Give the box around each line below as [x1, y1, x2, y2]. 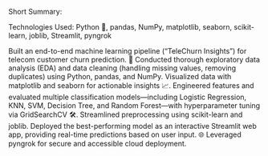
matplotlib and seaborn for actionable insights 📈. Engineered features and [8, 81, 254, 90]
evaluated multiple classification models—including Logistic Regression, [8, 92, 247, 102]
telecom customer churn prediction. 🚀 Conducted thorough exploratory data [8, 55, 261, 64]
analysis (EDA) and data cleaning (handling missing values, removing [8, 63, 237, 73]
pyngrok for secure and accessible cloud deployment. [8, 139, 187, 148]
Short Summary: [8, 7, 63, 16]
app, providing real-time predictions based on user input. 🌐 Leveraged [8, 130, 242, 139]
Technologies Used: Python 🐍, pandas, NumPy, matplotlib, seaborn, [8, 22, 233, 31]
